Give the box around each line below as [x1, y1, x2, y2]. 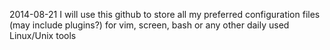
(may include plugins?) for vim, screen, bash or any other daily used [9, 19, 290, 31]
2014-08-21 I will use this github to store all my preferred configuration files [9, 9, 321, 20]
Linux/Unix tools [9, 30, 77, 41]
